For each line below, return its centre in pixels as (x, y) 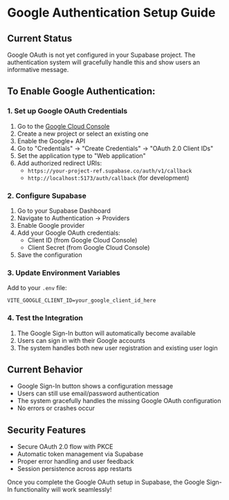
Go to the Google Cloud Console (63, 126)
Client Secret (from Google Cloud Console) (89, 247)
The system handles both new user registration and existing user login (117, 348)
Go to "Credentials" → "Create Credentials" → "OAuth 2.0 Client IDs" (115, 148)
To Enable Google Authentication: (81, 91)
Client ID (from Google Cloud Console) (82, 240)
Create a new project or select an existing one (83, 134)
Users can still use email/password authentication (88, 393)
